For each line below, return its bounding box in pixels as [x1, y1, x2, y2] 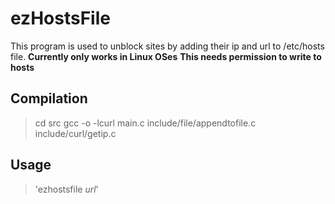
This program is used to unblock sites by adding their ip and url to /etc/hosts [10, 40, 325, 52]
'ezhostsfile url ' [34, 183, 99, 195]
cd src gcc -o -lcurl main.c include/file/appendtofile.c [34, 117, 257, 129]
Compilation [10, 90, 88, 107]
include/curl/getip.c [34, 127, 117, 139]
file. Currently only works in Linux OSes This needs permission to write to [10, 50, 322, 62]
